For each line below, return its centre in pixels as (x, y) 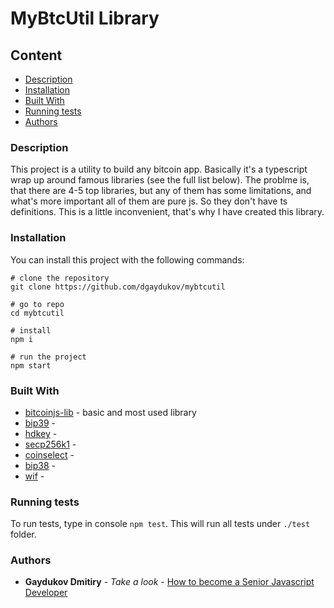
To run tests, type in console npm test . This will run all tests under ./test (160, 524)
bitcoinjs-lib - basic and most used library (110, 412)
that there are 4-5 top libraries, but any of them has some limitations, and (161, 191)
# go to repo (37, 304)
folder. (23, 534)
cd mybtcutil (37, 313)
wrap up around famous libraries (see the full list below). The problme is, (160, 180)
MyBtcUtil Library (85, 18)
